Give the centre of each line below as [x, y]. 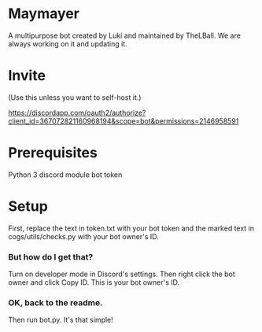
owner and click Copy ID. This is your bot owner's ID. [94, 282]
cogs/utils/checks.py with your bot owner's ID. [83, 236]
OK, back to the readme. [55, 302]
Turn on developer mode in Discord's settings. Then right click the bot [122, 274]
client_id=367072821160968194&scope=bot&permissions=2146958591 [124, 121]
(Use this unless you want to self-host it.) [75, 97]
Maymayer [44, 14]
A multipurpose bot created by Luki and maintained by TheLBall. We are [125, 35]
